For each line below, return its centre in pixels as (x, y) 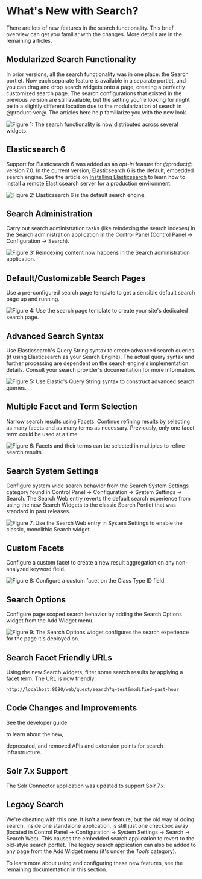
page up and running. (33, 299)
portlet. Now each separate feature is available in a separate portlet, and (96, 80)
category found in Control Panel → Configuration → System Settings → (94, 492)
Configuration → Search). (38, 241)
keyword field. (48, 569)
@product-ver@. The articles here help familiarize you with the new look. (97, 112)
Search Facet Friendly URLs (59, 658)
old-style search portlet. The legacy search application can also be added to (101, 845)
